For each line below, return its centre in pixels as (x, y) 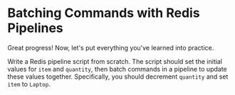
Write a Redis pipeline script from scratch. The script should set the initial (115, 61)
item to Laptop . (29, 84)
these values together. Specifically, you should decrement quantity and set (118, 77)
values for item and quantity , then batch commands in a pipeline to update (117, 69)
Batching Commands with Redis (104, 13)
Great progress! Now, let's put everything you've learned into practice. (111, 47)
